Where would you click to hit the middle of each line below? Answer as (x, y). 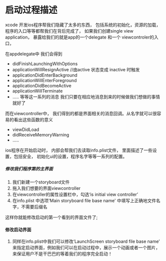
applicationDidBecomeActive (42, 86)
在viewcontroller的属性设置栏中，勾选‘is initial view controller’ (75, 194)
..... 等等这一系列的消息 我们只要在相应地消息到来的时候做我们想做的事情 (86, 96)
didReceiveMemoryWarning (41, 134)
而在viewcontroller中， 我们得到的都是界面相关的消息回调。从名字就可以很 (81, 113)
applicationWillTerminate (37, 91)
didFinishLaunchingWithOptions (45, 64)
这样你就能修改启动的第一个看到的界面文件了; (52, 217)
